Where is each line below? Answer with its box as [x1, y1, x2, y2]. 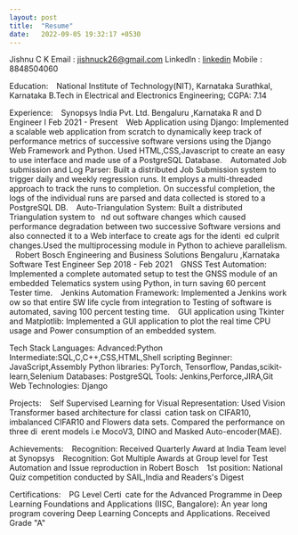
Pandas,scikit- [230, 362, 283, 373]
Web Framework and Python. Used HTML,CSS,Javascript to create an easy [9, 145, 286, 156]
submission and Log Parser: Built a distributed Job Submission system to [9, 164, 277, 175]
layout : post [9, 12, 58, 22]
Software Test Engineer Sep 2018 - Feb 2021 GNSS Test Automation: [9, 259, 267, 270]
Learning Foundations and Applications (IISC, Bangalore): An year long [9, 498, 269, 509]
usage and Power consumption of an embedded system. [9, 325, 217, 336]
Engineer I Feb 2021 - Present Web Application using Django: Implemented [9, 117, 289, 128]
